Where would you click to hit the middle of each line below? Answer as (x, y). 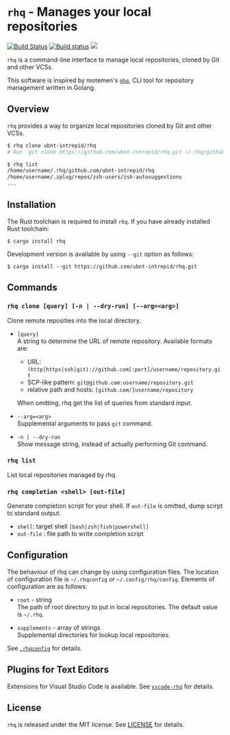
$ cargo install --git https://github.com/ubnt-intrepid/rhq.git (102, 266)
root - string (35, 599)
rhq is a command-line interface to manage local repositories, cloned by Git (114, 60)
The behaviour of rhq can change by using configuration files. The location (113, 572)
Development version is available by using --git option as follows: (100, 254)
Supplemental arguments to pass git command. (85, 423)
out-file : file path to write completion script (80, 534)
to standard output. (34, 513)
